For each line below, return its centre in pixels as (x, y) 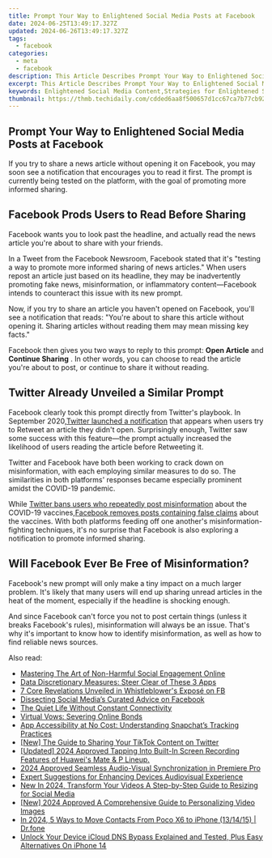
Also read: (25, 657)
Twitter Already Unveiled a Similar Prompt (116, 393)
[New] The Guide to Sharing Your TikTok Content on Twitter (119, 742)
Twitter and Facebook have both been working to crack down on (116, 462)
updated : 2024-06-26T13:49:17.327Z (68, 31)
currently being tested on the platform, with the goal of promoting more (127, 181)
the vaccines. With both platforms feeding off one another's (108, 521)
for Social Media (47, 793)
